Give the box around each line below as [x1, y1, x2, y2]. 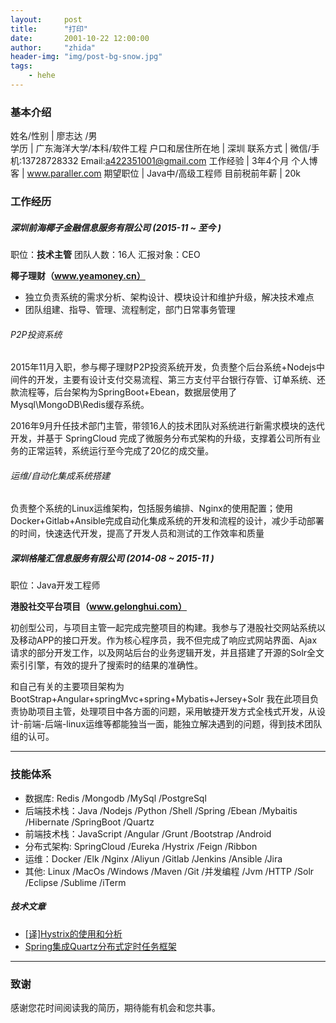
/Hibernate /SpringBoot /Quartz [24, 816, 155, 828]
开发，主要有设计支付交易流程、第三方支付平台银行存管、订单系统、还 [36, 374, 326, 386]
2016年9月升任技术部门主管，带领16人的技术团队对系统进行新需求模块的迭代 [10, 420, 325, 432]
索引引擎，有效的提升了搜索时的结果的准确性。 [10, 659, 203, 671]
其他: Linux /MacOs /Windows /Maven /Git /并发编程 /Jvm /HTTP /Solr [24, 865, 315, 877]
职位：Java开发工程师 [10, 579, 101, 591]
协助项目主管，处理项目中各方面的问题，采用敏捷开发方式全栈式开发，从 [18, 706, 317, 718]
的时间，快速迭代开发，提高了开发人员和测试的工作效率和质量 [10, 527, 265, 540]
